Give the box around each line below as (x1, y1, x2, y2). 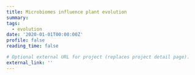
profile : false (6, 37, 45, 43)
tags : (6, 20, 20, 26)
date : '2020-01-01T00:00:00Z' (6, 32, 84, 38)
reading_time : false (6, 43, 59, 49)
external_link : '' (6, 59, 53, 66)
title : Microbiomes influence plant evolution (6, 9, 127, 15)
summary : (6, 15, 29, 21)
